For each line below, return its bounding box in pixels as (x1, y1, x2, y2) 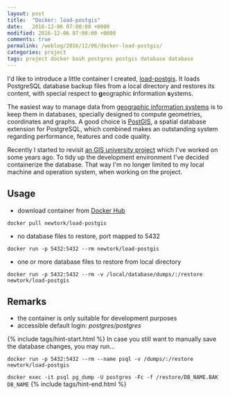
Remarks (7, 296, 47, 308)
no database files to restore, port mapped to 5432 (17, 232, 161, 240)
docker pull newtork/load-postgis (7, 219, 107, 226)
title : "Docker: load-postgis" (7, 17, 100, 24)
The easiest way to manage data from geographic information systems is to (7, 102, 223, 111)
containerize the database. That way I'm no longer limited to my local (7, 160, 204, 169)
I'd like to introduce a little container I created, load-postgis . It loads (7, 74, 200, 83)
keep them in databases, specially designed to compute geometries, (7, 110, 202, 118)
